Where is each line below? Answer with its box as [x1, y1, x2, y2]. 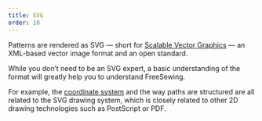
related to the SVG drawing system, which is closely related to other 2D [8, 95, 238, 105]
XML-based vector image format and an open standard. [8, 48, 188, 58]
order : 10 [8, 19, 41, 27]
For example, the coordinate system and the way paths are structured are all [8, 87, 255, 96]
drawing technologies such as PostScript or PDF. [8, 103, 166, 113]
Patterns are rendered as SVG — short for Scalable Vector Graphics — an [8, 40, 246, 49]
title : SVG [8, 11, 44, 20]
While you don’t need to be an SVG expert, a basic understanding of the [8, 63, 241, 73]
